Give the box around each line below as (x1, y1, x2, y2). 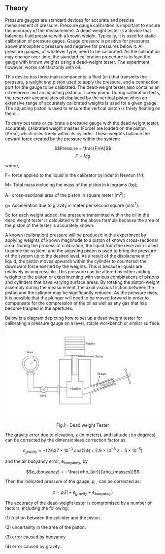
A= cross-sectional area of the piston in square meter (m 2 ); (5, 191, 125, 198)
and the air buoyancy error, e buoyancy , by (5, 458, 88, 465)
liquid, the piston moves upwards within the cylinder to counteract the (5, 259, 147, 264)
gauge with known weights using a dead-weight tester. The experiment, (5, 59, 151, 65)
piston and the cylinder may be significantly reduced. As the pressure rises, (5, 290, 159, 295)
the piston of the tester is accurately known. (5, 222, 95, 228)
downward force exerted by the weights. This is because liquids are (5, 263, 143, 269)
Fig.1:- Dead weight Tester (56, 422, 109, 428)
